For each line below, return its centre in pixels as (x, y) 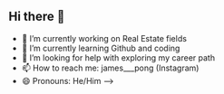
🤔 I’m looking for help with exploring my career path (118, 57)
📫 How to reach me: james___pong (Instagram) (110, 68)
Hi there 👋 (37, 17)
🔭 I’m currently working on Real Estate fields (104, 38)
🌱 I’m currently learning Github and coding (101, 48)
